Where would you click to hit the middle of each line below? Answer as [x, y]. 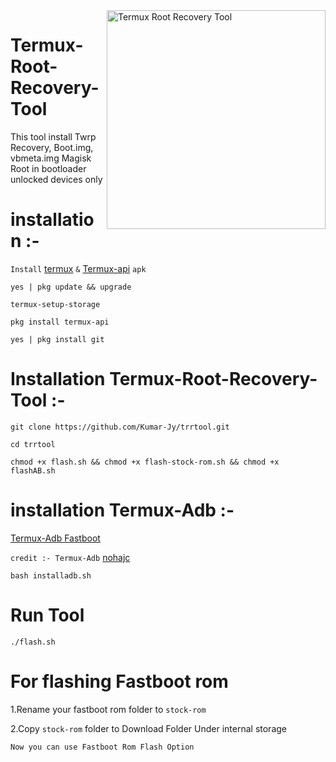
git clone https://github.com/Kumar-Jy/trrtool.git [120, 427]
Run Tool [47, 615]
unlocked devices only [56, 179]
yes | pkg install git [57, 339]
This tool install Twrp [53, 136]
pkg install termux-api [60, 322]
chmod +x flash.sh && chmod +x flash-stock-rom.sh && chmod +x [145, 462]
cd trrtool [33, 444]
